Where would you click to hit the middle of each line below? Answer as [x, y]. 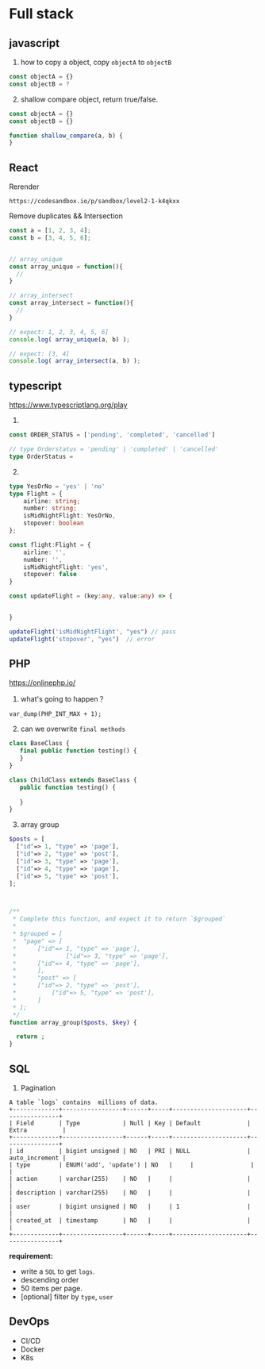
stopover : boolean [54, 523]
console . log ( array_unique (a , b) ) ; [69, 339]
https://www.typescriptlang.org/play [68, 405]
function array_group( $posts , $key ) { [73, 1022]
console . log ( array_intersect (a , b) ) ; [75, 361]
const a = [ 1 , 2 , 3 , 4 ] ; [50, 231]
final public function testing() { [78, 751]
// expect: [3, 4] [39, 354]
